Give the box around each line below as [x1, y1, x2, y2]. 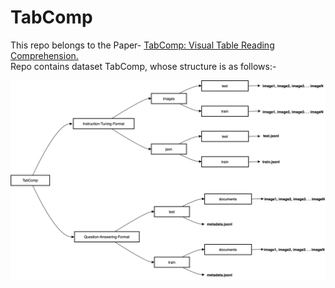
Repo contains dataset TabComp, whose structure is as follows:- [10, 60, 277, 72]
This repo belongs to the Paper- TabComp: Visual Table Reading [10, 39, 275, 51]
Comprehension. [10, 49, 79, 61]
